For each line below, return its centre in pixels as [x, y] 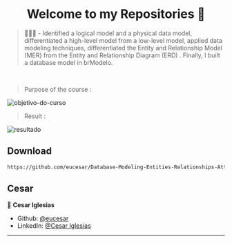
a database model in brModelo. [68, 62]
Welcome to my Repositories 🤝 [116, 14]
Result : [35, 116]
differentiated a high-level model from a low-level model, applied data [123, 40]
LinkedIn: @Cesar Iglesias [54, 226]
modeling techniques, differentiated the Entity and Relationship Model [123, 48]
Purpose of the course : [58, 89]
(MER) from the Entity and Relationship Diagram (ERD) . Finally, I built [122, 55]
